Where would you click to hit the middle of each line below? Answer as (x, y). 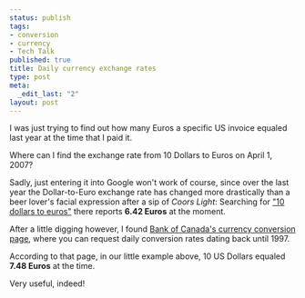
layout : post (34, 102)
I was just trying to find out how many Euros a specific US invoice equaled (148, 128)
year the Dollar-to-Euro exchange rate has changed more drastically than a (150, 193)
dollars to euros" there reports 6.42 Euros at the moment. (117, 212)
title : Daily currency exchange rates (83, 69)
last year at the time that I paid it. (71, 138)
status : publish (40, 18)
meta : (20, 85)
